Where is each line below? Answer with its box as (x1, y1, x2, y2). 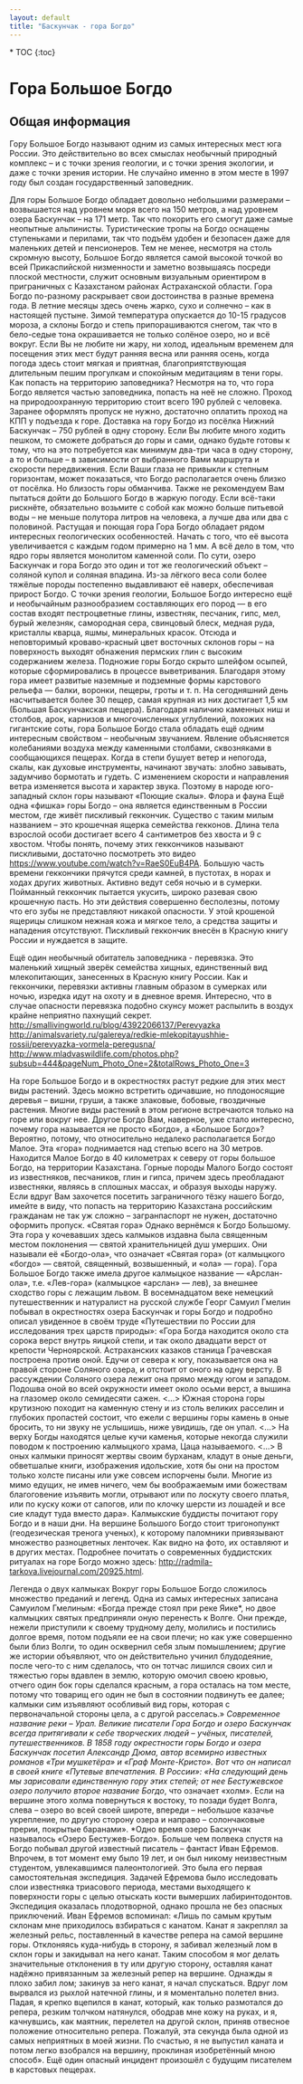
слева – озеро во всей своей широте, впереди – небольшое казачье (9, 1804, 274, 1815)
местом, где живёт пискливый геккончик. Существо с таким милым (9, 809, 274, 820)
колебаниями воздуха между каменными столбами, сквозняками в (9, 742, 272, 753)
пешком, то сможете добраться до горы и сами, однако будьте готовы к (9, 434, 290, 445)
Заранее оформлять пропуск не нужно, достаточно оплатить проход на (9, 405, 288, 416)
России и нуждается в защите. (9, 934, 128, 946)
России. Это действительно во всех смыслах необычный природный (9, 147, 278, 158)
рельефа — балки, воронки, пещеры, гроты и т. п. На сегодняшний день (9, 684, 289, 695)
